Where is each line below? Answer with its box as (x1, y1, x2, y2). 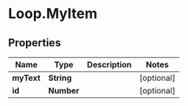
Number (48, 86, 80, 96)
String (48, 72, 72, 83)
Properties (8, 36, 61, 49)
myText (12, 72, 41, 83)
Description (87, 60, 132, 70)
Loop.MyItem (8, 5, 98, 23)
